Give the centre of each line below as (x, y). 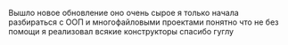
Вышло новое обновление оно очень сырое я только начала (124, 13)
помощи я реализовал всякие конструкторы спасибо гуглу (121, 31)
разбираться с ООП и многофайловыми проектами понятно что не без (144, 22)
